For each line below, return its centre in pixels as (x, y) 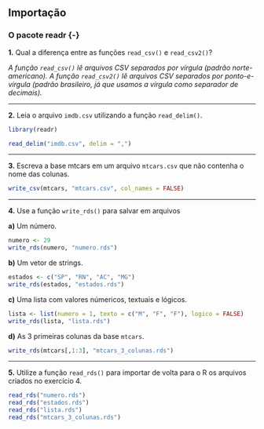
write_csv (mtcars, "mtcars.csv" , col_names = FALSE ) (96, 189)
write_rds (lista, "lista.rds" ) (59, 321)
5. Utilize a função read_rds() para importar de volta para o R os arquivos (127, 373)
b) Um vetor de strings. (46, 263)
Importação (37, 13)
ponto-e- (240, 76)
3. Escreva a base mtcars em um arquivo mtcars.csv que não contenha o (126, 166)
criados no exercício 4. (45, 381)
